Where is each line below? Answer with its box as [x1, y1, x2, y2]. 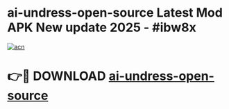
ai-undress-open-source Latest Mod [7, 5, 223, 21]
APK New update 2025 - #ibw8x [7, 19, 196, 35]
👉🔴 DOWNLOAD [7, 68, 106, 84]
